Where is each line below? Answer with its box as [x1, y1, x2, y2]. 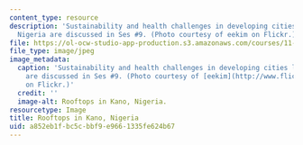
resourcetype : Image [9, 105, 87, 114]
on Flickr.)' [25, 80, 75, 89]
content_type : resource [9, 13, 99, 23]
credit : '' [17, 88, 59, 97]
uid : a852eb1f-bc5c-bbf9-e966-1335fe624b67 [9, 122, 176, 131]
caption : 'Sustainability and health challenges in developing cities [17, 64, 289, 73]
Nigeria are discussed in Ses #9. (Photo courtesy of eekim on [17, 30, 260, 39]
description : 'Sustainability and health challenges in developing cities [9, 22, 297, 31]
